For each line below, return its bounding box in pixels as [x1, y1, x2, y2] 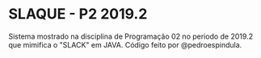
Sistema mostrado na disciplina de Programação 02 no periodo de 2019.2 [8, 31, 253, 41]
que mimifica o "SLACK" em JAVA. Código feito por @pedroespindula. [8, 39, 242, 49]
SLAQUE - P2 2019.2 [8, 5, 148, 23]
